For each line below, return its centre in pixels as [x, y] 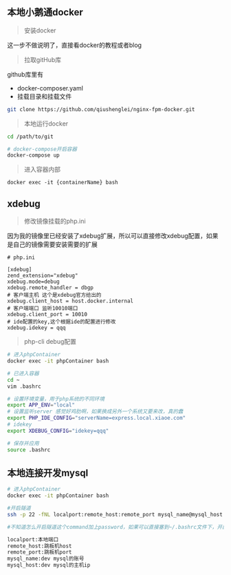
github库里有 [25, 74]
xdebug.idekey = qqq [37, 328]
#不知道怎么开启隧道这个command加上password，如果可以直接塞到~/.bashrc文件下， [112, 527]
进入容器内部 [42, 169]
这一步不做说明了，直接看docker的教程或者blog [75, 45]
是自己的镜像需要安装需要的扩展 [52, 244]
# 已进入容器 [23, 373]
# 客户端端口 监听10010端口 [43, 309]
